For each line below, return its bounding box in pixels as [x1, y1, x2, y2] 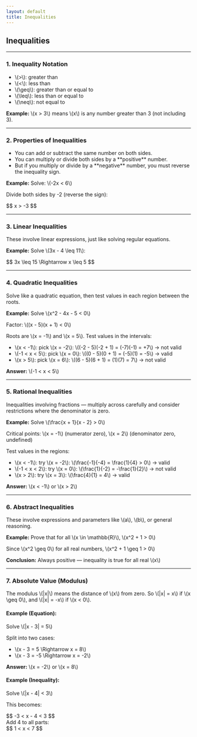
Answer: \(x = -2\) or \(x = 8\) [6, 663, 79, 670]
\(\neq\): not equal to [14, 98, 66, 106]
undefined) [6, 436, 33, 443]
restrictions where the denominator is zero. [6, 407, 110, 414]
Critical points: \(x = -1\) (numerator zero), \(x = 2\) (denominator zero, [6, 430, 176, 437]
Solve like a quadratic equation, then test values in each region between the [6, 292, 189, 299]
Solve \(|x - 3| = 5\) [6, 623, 53, 630]
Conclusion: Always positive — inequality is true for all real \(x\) [6, 557, 161, 564]
